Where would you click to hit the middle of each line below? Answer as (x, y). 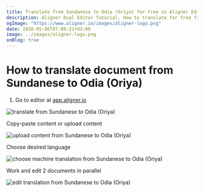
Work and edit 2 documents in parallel (54, 170)
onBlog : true (23, 40)
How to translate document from (90, 70)
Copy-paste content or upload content (54, 123)
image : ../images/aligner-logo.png (51, 35)
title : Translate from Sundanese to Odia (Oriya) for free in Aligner (97, 12)
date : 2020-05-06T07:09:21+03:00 (49, 29)
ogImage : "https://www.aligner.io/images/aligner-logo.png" (84, 23)
